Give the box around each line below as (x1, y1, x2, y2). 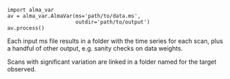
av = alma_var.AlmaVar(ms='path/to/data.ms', (7, 12, 141, 19)
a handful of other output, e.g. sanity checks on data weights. (7, 44, 184, 52)
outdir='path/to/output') (75, 19, 150, 26)
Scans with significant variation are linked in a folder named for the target (7, 58, 217, 66)
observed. (7, 65, 37, 73)
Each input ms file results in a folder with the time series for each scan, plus (7, 37, 224, 45)
